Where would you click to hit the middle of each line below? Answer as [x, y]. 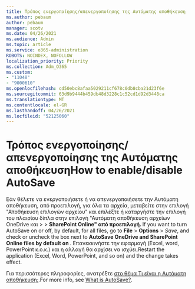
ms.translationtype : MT [35, 99]
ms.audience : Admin [30, 39]
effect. [14, 262]
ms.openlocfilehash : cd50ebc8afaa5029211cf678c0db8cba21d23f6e [85, 89]
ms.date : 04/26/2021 [32, 34]
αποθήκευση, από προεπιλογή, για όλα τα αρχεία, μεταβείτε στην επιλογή [97, 206]
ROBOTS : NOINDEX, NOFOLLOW [39, 56]
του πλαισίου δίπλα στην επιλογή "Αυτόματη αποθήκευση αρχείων [88, 218]
